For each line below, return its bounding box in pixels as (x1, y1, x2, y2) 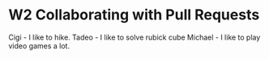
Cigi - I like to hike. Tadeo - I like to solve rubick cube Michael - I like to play (8, 32, 261, 42)
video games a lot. (8, 40, 70, 50)
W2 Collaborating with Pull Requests (8, 6, 260, 24)
